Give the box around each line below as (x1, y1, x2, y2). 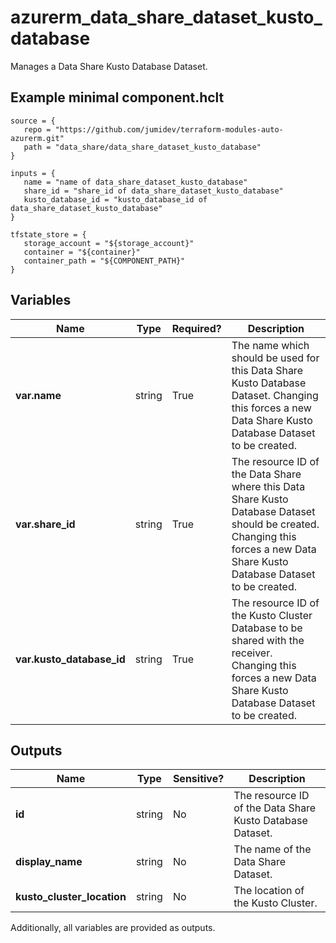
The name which (231, 338, 310, 352)
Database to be (231, 621, 303, 635)
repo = (23, 124, 52, 135)
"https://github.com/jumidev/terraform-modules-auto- (54, 124, 284, 135)
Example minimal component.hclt (10, 89, 225, 106)
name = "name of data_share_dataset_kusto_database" (23, 177, 248, 187)
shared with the (231, 633, 305, 647)
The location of (233, 884, 305, 898)
